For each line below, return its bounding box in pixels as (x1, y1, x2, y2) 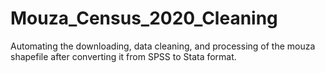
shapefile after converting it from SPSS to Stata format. (10, 50, 237, 62)
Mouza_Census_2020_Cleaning (10, 7, 278, 30)
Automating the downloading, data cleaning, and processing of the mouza (10, 40, 316, 52)
